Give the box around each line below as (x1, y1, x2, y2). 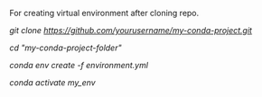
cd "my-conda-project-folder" (9, 42, 122, 53)
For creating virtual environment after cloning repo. (9, 8, 200, 18)
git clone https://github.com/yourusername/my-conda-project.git (9, 25, 253, 35)
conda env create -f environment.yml (9, 60, 149, 70)
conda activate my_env (9, 77, 97, 88)
